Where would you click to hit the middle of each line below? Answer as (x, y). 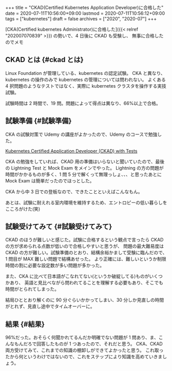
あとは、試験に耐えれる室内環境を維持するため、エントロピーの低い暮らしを (86, 202)
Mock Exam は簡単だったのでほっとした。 (50, 180)
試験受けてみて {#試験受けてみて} (59, 227)
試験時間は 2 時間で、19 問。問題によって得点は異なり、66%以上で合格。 (83, 103)
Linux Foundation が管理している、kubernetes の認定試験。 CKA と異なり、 (85, 73)
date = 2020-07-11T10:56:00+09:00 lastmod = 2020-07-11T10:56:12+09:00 (85, 13)
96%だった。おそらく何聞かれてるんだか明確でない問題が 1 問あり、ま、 (82, 338)
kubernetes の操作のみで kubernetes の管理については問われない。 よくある (85, 79)
